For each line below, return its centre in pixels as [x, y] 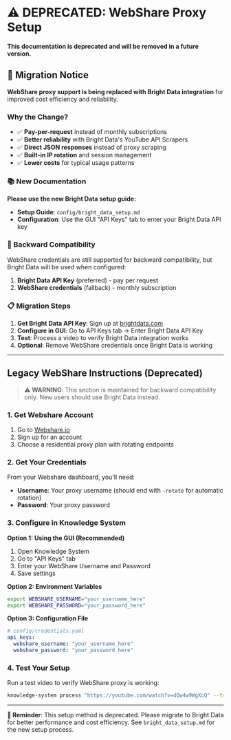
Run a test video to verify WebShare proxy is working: [83, 683]
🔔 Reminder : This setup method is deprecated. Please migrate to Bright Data [115, 715]
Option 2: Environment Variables [55, 586]
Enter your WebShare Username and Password [84, 565]
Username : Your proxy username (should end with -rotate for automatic [120, 491]
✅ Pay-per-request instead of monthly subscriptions [92, 132]
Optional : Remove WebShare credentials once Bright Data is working [115, 345]
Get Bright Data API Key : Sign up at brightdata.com [90, 323]
